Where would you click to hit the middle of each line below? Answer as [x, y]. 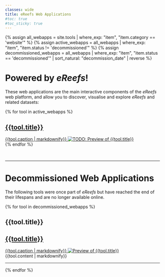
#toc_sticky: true [24, 23]
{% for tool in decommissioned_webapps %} [50, 207]
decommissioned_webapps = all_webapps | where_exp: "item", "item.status [82, 53]
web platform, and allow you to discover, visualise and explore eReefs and [80, 97]
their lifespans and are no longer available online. [55, 197]
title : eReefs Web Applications [38, 14]
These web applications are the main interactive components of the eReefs [81, 92]
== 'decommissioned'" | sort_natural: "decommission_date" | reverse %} [79, 58]
